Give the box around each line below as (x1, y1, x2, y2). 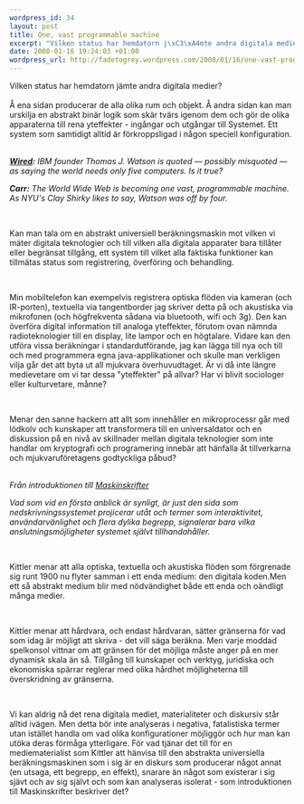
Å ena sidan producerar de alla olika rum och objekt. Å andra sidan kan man (9, 100, 292, 110)
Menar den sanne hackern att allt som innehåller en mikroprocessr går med (9, 414, 290, 425)
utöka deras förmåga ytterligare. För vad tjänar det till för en (9, 738, 233, 749)
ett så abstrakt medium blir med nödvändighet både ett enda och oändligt (9, 581, 284, 591)
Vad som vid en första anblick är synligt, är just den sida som (9, 497, 239, 508)
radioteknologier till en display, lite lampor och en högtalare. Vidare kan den (9, 330, 291, 341)
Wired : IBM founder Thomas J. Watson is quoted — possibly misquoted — (9, 156, 288, 166)
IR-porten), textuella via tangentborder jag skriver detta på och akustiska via (9, 301, 294, 312)
